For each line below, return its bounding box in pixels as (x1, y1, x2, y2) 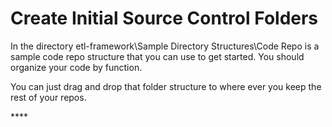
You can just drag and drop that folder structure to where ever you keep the (10, 80, 322, 92)
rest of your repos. (10, 91, 87, 103)
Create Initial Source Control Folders (10, 7, 319, 30)
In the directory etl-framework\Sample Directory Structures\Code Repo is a (10, 40, 320, 52)
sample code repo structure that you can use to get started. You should (10, 50, 305, 62)
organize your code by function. (10, 61, 143, 73)
